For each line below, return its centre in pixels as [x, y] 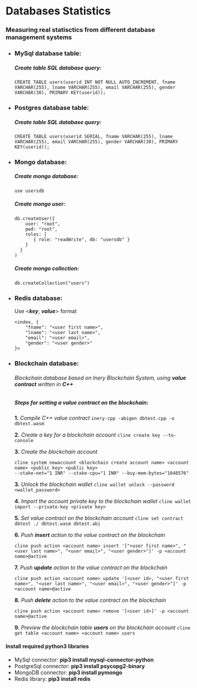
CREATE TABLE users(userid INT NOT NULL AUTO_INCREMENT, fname [95, 82]
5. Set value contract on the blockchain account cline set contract [99, 518]
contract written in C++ [44, 384]
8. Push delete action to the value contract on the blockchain [90, 600]
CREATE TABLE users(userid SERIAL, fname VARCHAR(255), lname [93, 136]
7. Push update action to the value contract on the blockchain [91, 567]
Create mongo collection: [46, 269]
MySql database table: [48, 53]
